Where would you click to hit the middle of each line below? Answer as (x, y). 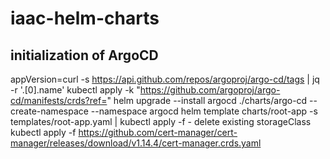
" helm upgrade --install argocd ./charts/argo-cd (207, 100)
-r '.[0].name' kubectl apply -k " (75, 90)
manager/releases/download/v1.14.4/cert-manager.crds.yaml (136, 143)
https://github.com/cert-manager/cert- (158, 132)
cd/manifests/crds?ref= (59, 100)
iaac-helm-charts (85, 18)
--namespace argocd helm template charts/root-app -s (204, 111)
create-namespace (49, 111)
